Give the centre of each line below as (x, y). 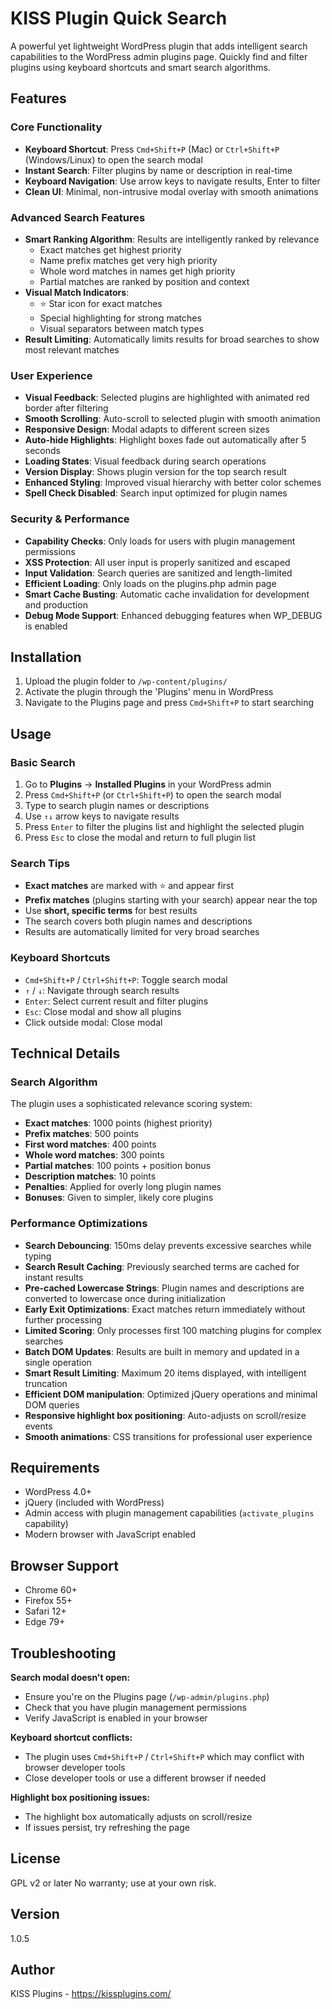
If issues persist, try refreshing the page (107, 1828)
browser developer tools (75, 1768)
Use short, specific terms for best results (111, 911)
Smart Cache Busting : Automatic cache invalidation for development (167, 594)
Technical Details (65, 1053)
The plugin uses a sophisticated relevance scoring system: (131, 1104)
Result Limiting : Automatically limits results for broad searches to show (172, 339)
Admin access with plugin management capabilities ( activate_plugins (169, 1513)
